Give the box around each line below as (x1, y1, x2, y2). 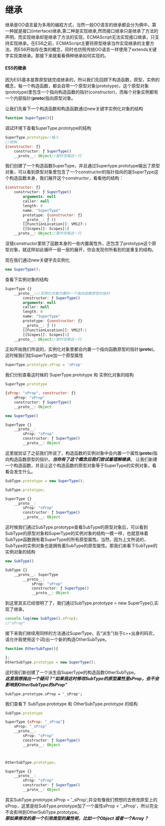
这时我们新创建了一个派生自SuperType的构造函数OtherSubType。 (5, 669, 138, 675)
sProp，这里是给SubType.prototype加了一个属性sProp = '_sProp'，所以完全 (5, 803, 159, 809)
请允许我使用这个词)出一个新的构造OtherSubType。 (5, 636, 109, 642)
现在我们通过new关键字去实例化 (5, 257, 70, 263)
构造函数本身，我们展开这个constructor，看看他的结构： (9, 175, 124, 181)
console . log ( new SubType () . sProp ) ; (5, 616, 78, 621)
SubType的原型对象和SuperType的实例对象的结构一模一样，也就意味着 (5, 530, 149, 536)
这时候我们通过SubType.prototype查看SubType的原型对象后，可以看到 (5, 524, 148, 530)
